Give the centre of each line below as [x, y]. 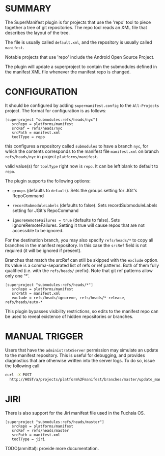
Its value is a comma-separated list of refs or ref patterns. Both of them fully [82, 265]
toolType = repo [28, 137]
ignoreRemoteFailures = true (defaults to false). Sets [66, 220]
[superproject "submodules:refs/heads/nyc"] [51, 120]
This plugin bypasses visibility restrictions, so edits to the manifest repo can [82, 311]
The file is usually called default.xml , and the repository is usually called [79, 42]
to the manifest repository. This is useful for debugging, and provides [75, 355]
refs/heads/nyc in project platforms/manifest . [52, 156]
